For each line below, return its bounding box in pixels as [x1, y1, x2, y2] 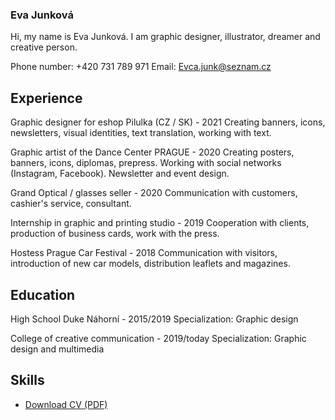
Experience [10, 89, 83, 107]
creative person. [10, 41, 78, 53]
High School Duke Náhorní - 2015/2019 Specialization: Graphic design [10, 313, 299, 325]
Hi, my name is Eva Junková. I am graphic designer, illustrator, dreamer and [10, 31, 321, 43]
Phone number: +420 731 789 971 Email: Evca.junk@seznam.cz [10, 61, 272, 73]
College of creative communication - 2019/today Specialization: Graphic [10, 332, 307, 344]
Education [10, 286, 76, 303]
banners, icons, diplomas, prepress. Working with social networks [10, 157, 282, 169]
